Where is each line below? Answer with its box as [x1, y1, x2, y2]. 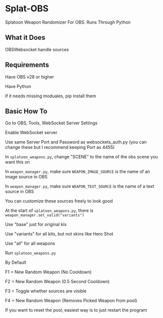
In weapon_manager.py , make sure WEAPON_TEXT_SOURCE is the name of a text [5, 183, 155, 189]
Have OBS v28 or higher [5, 74, 54, 80]
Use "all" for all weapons [5, 240, 55, 246]
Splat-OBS [5, 3, 49, 14]
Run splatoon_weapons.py [5, 250, 56, 256]
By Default [5, 260, 27, 265]
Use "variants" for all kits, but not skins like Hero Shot [5, 231, 114, 237]
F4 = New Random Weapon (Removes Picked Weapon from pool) [5, 298, 137, 304]
